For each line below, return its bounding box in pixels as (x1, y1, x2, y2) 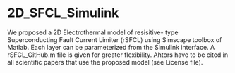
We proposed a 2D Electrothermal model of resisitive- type (7, 28, 179, 36)
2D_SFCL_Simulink (7, 5, 119, 21)
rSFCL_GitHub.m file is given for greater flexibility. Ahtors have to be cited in (7, 51, 228, 59)
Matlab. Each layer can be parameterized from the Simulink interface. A (7, 43, 215, 51)
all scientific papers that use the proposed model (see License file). (7, 58, 203, 66)
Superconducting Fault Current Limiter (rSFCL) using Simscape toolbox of (7, 35, 222, 44)
